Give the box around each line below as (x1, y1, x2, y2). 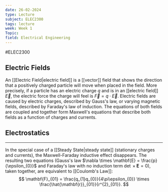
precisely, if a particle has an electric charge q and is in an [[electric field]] (5, 87, 158, 93)
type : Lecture (5, 12, 35, 17)
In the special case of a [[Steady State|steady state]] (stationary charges (5, 146, 155, 153)
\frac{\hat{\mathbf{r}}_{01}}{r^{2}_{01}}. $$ (39, 181, 129, 187)
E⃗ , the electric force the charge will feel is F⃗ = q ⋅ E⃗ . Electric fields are (5, 93, 156, 99)
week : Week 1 (5, 26, 32, 31)
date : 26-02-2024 (5, 7, 41, 13)
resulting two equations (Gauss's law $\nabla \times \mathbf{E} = (5, 157, 140, 163)
